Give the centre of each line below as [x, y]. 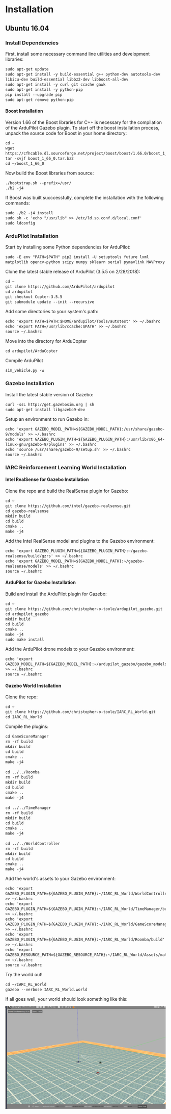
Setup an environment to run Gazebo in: [47, 419]
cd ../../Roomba [22, 772]
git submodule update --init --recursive [50, 302]
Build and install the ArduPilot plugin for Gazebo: [56, 594]
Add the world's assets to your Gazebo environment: [61, 879]
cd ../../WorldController [33, 844]
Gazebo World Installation [33, 686]
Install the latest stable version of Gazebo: [49, 394]
